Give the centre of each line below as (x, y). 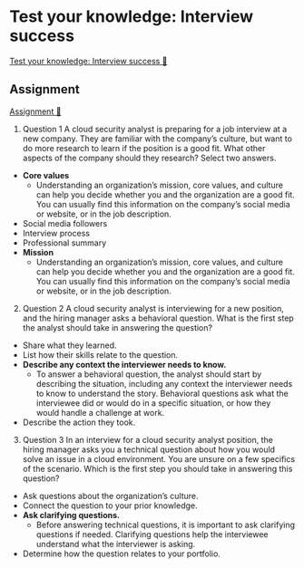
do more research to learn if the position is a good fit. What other (144, 148)
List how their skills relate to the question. (100, 354)
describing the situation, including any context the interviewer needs (164, 383)
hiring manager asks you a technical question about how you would (148, 449)
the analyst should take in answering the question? (118, 327)
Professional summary (64, 243)
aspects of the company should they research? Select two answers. (149, 158)
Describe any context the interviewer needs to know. (124, 364)
